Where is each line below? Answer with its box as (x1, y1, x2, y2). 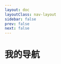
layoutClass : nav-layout (4, 12, 56, 17)
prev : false (4, 21, 29, 26)
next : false (4, 26, 29, 31)
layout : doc (4, 7, 29, 12)
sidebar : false (4, 16, 36, 21)
